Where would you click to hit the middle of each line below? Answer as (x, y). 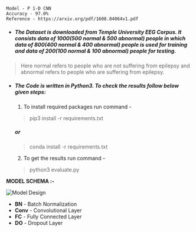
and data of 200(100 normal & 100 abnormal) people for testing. (95, 51)
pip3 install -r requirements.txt (66, 118)
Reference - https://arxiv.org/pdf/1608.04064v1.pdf (72, 19)
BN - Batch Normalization (46, 204)
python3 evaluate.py (54, 169)
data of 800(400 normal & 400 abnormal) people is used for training (101, 44)
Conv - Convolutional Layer (48, 210)
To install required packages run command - (77, 107)
